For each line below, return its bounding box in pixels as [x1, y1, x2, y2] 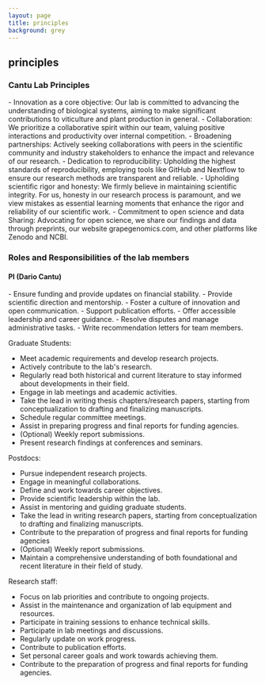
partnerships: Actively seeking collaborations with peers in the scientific [8, 140, 244, 149]
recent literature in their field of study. [19, 561, 144, 571]
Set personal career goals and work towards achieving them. [19, 651, 218, 660]
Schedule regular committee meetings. [19, 413, 146, 423]
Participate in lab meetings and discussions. [19, 626, 164, 635]
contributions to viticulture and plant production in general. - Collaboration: [8, 114, 253, 124]
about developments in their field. [19, 379, 130, 388]
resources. [19, 609, 55, 618]
